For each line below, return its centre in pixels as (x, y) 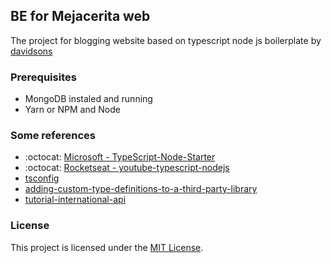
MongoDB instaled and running (88, 99)
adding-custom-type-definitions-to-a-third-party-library (141, 189)
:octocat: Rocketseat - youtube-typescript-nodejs (127, 168)
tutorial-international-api (75, 200)
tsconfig (42, 178)
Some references (53, 136)
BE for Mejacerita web (80, 16)
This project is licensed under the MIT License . (107, 247)
